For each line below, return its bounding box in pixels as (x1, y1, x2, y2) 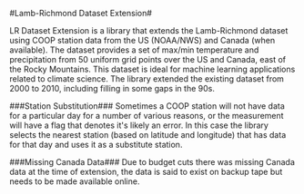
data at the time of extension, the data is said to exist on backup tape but (9, 167, 283, 177)
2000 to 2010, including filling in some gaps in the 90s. (9, 83, 216, 93)
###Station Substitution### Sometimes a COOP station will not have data (9, 101, 285, 112)
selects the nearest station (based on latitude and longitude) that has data (9, 130, 287, 140)
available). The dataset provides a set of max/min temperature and (9, 44, 259, 55)
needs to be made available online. (9, 176, 140, 187)
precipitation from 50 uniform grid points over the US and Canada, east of (9, 54, 287, 64)
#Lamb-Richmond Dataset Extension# (9, 8, 153, 18)
